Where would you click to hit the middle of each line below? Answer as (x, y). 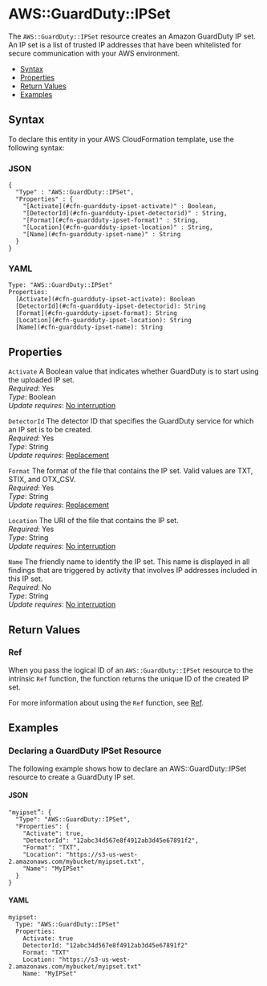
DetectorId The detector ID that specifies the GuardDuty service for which (131, 421)
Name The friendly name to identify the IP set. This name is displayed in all (129, 562)
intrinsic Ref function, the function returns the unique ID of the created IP (129, 678)
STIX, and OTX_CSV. (42, 480)
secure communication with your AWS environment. (94, 53)
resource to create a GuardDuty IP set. (72, 777)
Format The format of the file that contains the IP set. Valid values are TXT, (131, 471)
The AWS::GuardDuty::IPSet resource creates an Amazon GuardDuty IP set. (132, 36)
